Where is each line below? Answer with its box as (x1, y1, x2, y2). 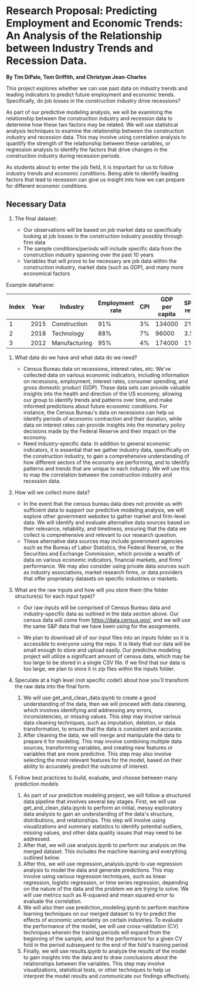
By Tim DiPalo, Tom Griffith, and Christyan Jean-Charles (6, 73, 147, 80)
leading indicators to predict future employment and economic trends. (6, 91, 175, 98)
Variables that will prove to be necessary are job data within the (23, 257, 177, 265)
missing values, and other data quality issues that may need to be (23, 829, 182, 836)
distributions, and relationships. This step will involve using (23, 817, 166, 824)
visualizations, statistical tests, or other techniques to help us (23, 966, 171, 973)
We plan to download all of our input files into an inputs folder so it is (23, 634, 189, 641)
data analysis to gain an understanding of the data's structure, (23, 810, 174, 817)
